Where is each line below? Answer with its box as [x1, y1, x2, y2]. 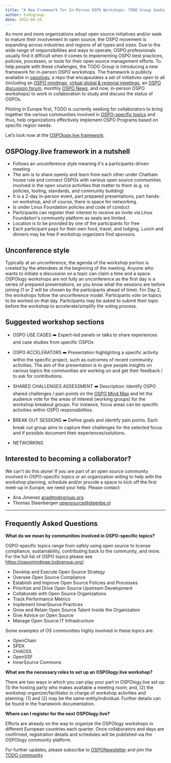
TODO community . [5, 752, 44, 758]
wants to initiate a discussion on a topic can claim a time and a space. [5, 270, 152, 276]
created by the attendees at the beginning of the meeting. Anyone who [5, 265, 154, 271]
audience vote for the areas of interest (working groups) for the [12, 396, 146, 402]
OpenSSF [12, 654, 33, 660]
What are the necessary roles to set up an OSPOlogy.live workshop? [5, 669, 153, 675]
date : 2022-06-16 [5, 17, 42, 22]
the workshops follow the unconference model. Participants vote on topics [5, 292, 162, 298]
